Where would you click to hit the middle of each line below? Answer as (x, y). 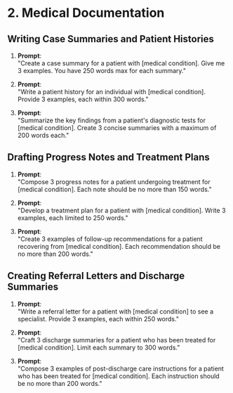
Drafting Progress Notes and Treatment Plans (108, 157)
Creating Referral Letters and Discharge (96, 276)
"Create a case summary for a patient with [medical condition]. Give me (121, 63)
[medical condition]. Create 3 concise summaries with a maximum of (117, 128)
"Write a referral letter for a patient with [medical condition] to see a (115, 311)
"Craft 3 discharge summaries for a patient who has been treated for (116, 340)
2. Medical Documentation (86, 13)
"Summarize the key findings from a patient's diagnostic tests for (111, 120)
